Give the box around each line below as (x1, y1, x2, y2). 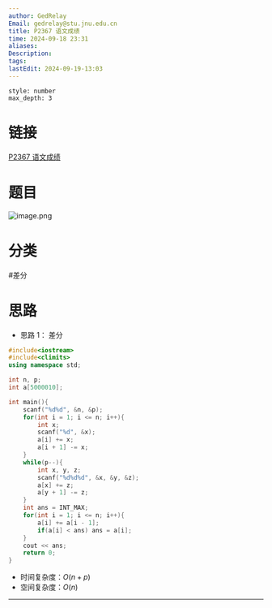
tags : (8, 58, 27, 66)
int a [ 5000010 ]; (8, 383, 63, 391)
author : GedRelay (8, 11, 67, 20)
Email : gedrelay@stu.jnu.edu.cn (8, 19, 117, 28)
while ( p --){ (23, 458, 63, 467)
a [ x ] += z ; (37, 481, 74, 489)
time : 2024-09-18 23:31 (8, 34, 89, 43)
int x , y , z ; (37, 466, 82, 474)
